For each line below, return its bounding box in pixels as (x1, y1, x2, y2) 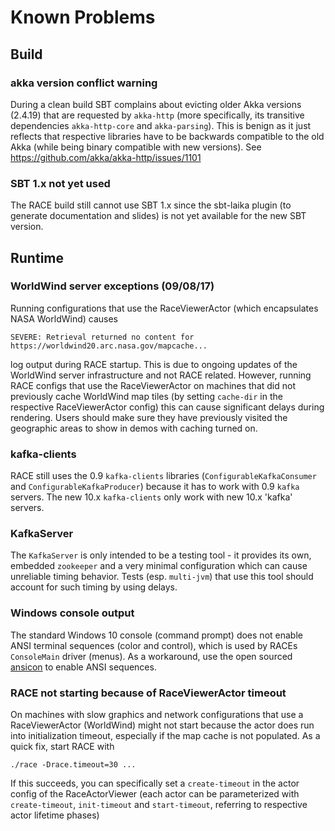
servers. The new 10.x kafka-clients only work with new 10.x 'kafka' (10, 491, 293, 503)
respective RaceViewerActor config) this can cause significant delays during (10, 401, 325, 413)
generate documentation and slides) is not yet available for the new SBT (10, 210, 307, 222)
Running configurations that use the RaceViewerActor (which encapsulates (10, 302, 319, 314)
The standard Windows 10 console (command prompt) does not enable (10, 629, 303, 641)
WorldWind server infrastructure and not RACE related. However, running (10, 369, 312, 381)
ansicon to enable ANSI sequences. (10, 661, 157, 673)
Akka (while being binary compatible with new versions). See (10, 141, 262, 153)
